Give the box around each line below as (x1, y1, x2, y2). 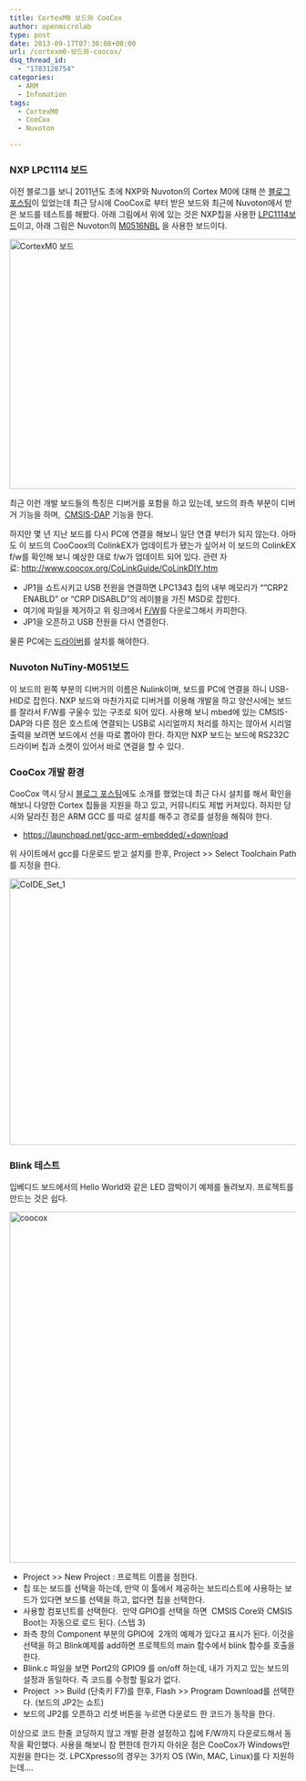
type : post (9, 30, 51, 39)
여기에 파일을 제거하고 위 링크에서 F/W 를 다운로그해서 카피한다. (22, 605, 248, 616)
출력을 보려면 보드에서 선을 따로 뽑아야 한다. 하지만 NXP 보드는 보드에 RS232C (9, 729, 290, 740)
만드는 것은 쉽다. (9, 1193, 68, 1204)
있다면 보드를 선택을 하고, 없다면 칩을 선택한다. (39, 1595, 205, 1606)
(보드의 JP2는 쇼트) (35, 1697, 105, 1708)
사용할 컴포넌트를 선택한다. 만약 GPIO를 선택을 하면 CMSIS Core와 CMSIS (22, 1606, 293, 1617)
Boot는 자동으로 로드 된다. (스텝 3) (22, 1618, 146, 1628)
